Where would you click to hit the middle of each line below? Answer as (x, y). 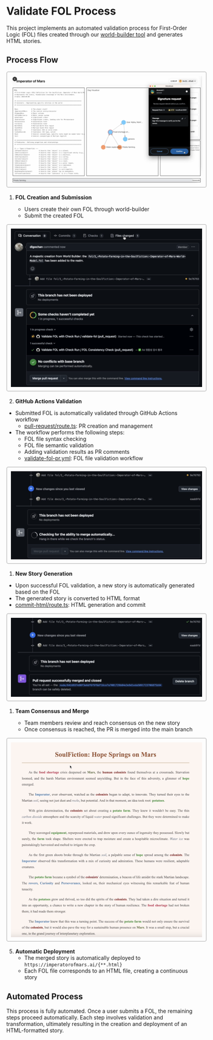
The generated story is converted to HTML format (77, 598)
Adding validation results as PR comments (77, 452)
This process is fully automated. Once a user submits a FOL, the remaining (100, 1011)
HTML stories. (24, 41)
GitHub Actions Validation (48, 402)
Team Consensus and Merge (52, 711)
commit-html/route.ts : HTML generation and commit (80, 605)
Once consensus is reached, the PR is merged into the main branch (108, 730)
